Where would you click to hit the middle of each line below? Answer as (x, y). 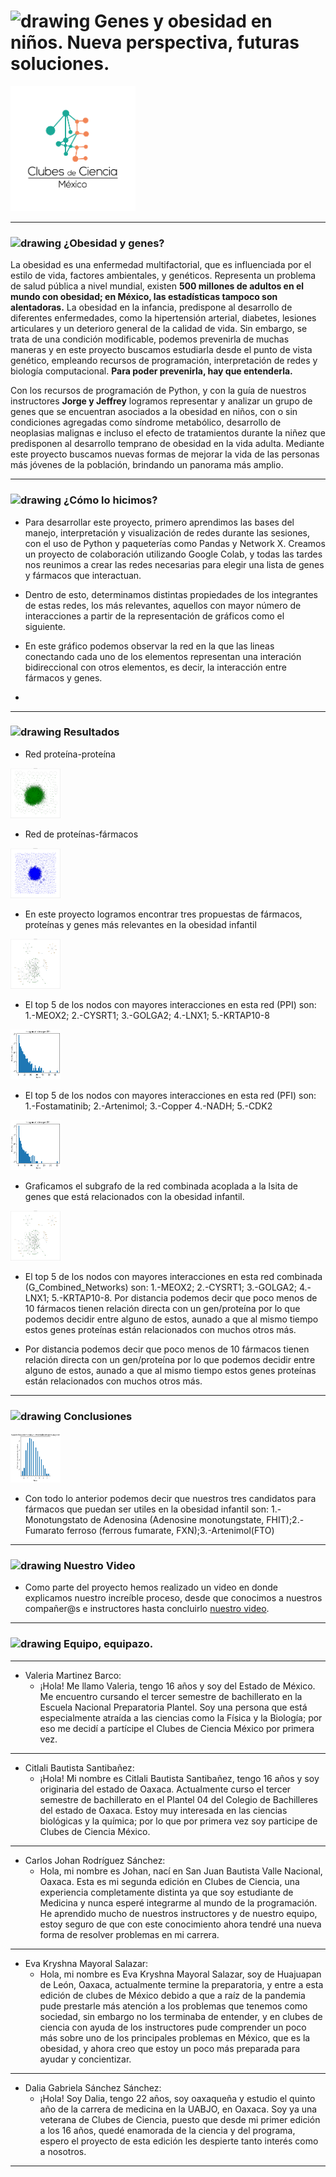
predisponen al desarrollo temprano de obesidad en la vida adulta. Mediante (167, 444)
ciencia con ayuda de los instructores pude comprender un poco (173, 2027)
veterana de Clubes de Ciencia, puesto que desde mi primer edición (180, 2119)
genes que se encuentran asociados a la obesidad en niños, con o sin (154, 412)
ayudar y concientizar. (85, 2059)
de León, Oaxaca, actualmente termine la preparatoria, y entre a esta (181, 1984)
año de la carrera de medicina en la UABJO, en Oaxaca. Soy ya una (178, 2109)
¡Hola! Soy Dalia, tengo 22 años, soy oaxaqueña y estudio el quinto (177, 2098)
